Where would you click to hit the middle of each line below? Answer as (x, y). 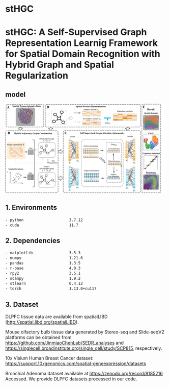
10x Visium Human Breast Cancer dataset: (49, 358)
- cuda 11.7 (42, 225)
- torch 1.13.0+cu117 (51, 289)
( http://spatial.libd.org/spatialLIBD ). (42, 322)
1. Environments (31, 208)
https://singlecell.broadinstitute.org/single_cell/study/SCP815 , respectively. (84, 348)
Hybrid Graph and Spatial (60, 65)
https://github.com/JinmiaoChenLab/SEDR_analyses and (64, 343)
